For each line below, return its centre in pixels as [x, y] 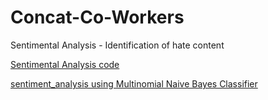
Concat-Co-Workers [97, 17]
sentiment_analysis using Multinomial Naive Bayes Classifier [134, 83]
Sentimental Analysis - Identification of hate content [117, 45]
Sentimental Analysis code [65, 64]
